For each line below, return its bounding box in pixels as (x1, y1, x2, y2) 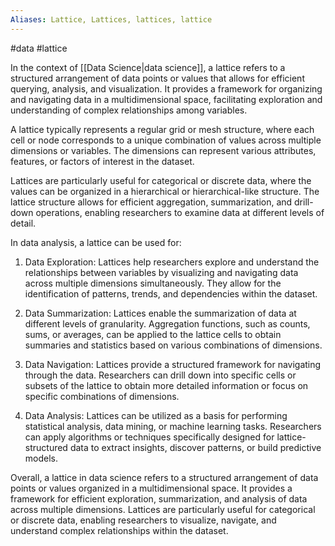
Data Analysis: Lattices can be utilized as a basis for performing (24, 409, 288, 421)
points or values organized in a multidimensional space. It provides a (10, 482, 293, 494)
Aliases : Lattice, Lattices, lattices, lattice (10, 14, 213, 25)
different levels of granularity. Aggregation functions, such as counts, (24, 317, 311, 330)
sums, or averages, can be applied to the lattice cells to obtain (24, 328, 282, 340)
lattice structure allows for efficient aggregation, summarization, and (10, 196, 293, 208)
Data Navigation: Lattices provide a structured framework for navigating (24, 358, 322, 370)
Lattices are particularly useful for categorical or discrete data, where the (10, 174, 312, 186)
